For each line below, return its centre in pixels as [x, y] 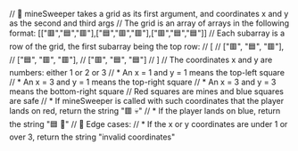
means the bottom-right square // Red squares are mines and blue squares [146, 91]
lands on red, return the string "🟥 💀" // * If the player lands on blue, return [145, 111]
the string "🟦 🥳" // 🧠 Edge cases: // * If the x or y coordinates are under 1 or [149, 124]
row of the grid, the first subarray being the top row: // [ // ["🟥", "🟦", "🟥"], [147, 46]
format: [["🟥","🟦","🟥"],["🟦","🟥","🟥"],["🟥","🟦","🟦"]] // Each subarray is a [147, 33]
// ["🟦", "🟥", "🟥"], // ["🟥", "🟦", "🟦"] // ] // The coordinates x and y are [141, 60]
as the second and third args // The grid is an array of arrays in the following [149, 23]
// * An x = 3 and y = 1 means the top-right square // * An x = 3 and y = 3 [143, 82]
